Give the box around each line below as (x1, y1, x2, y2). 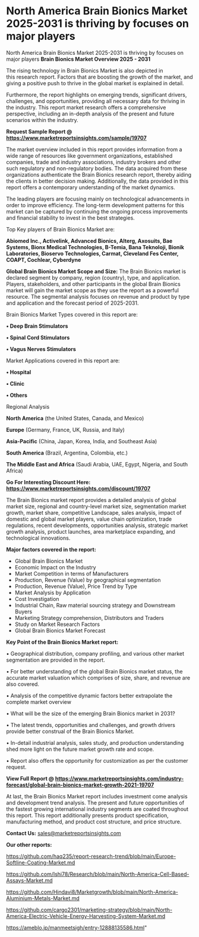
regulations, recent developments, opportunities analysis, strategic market (6, 522, 188, 529)
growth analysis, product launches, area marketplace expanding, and (6, 528, 175, 535)
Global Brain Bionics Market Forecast (14, 626, 106, 634)
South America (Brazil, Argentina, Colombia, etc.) (6, 449, 128, 456)
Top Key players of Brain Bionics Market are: (6, 225, 115, 233)
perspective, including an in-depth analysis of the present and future (6, 110, 175, 117)
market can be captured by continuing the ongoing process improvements (6, 208, 188, 215)
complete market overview (6, 698, 71, 706)
